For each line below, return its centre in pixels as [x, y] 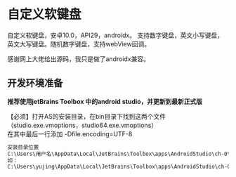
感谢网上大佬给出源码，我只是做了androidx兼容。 [78, 59]
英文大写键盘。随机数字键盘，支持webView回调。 [79, 44]
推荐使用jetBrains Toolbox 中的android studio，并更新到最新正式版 [105, 101]
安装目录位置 [23, 147]
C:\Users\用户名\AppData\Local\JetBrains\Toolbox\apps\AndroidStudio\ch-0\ [119, 154]
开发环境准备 [35, 83]
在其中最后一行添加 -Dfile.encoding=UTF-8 [70, 133]
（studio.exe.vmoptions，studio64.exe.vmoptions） [83, 125]
